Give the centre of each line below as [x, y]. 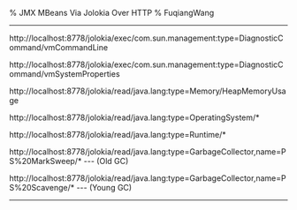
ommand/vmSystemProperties [65, 74]
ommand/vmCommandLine [59, 47]
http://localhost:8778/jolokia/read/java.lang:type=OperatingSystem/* [134, 117]
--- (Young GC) [104, 187]
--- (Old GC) [106, 161]
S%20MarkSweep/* [46, 161]
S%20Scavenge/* [42, 187]
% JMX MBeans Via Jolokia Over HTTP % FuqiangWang [112, 13]
